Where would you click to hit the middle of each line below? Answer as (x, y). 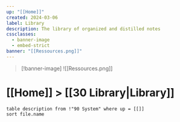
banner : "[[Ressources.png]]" (44, 51)
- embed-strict (31, 46)
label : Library (25, 23)
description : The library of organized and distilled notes (84, 29)
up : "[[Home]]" (25, 12)
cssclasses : (21, 34)
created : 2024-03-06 (32, 18)
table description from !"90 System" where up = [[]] (76, 109)
